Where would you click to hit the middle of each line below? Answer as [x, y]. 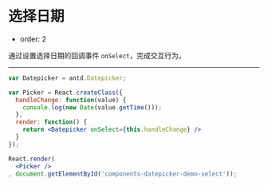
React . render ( [32, 159]
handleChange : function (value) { [71, 100]
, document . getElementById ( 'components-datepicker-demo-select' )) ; [123, 174]
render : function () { [51, 122]
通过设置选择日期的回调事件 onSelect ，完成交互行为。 [97, 55]
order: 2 [33, 39]
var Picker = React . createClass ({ [66, 93]
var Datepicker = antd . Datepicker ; [67, 78]
